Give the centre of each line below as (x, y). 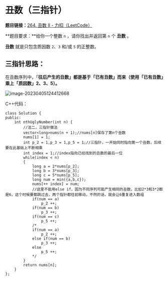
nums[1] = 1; (37, 137)
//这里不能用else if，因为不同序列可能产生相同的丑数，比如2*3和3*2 (96, 189)
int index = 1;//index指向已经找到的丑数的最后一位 (73, 153)
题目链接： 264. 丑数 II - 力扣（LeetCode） (49, 25)
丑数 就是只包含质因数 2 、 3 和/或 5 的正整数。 (52, 46)
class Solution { (23, 113)
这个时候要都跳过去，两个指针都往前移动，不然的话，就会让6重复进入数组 (79, 195)
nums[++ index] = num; (56, 184)
